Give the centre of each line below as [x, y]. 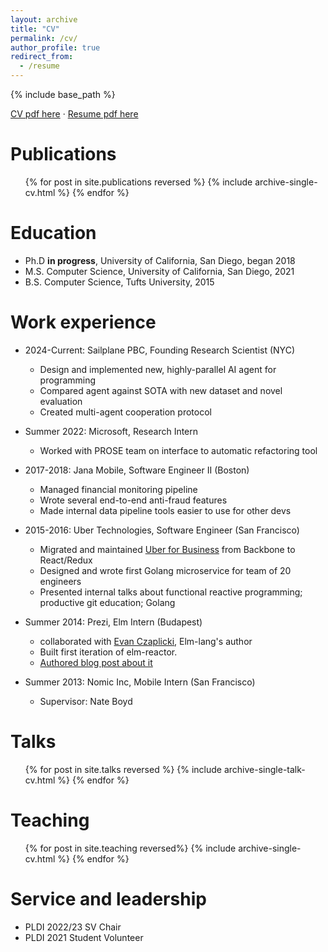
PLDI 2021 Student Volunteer [84, 937]
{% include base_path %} [63, 94]
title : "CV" [35, 29]
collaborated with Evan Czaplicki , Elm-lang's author [146, 641]
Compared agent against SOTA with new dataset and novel [161, 390]
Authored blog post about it [96, 662]
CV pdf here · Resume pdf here [74, 114]
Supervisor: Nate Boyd [86, 701]
